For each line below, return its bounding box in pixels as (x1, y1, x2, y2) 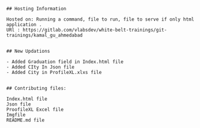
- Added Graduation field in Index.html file (6, 59, 123, 65)
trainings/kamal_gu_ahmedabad (6, 32, 83, 38)
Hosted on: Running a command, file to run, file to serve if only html (6, 16, 195, 22)
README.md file (6, 117, 45, 123)
